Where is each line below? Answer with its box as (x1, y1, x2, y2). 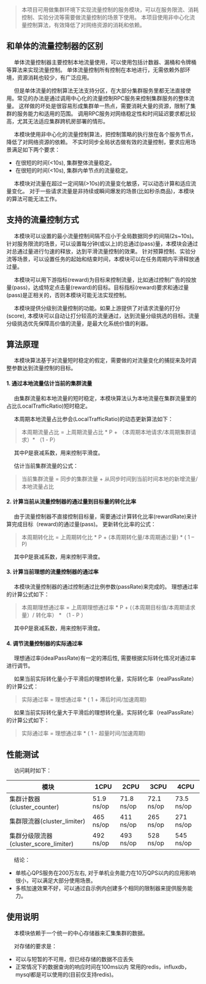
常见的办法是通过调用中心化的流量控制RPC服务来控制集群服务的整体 (17, 95, 189, 102)
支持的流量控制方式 (6, 215, 79, 225)
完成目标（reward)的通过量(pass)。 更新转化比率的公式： (11, 520, 156, 527)
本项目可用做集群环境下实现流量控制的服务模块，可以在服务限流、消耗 (21, 6, 199, 13)
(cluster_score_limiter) (9, 840, 74, 848)
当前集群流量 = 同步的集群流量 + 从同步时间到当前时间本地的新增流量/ (21, 475, 198, 482)
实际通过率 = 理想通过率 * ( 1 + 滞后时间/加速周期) (21, 696, 147, 703)
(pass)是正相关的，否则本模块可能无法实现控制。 (6, 291, 130, 298)
